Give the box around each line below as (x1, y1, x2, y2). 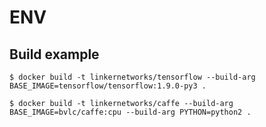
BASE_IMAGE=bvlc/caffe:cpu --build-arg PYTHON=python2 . (9, 107, 252, 117)
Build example (9, 46, 100, 63)
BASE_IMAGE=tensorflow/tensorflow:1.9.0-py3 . (9, 81, 207, 91)
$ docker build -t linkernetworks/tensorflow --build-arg (9, 72, 256, 82)
